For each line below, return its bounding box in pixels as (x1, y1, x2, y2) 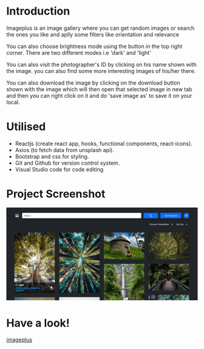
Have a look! (6, 316, 70, 330)
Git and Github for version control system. (15, 159, 120, 167)
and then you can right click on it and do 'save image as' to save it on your (6, 92, 192, 99)
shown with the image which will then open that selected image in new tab (6, 85, 192, 92)
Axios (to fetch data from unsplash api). (15, 146, 114, 153)
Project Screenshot (6, 187, 106, 201)
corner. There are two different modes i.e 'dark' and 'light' (6, 49, 152, 56)
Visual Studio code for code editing (15, 165, 104, 173)
